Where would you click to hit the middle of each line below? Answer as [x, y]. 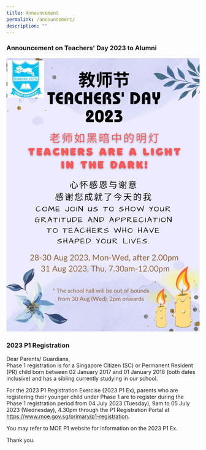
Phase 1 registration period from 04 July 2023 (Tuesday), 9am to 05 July [98, 403]
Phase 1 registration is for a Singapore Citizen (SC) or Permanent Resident [100, 365]
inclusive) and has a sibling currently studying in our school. [82, 378]
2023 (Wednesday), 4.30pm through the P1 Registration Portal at [88, 410]
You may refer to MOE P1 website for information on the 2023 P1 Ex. [92, 428]
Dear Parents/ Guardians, [38, 359]
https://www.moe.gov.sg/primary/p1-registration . [68, 416]
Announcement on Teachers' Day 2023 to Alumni [82, 48]
